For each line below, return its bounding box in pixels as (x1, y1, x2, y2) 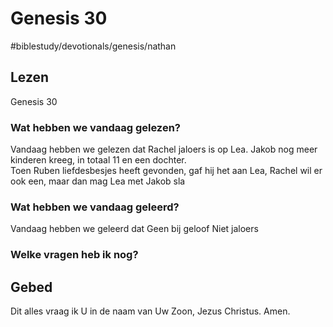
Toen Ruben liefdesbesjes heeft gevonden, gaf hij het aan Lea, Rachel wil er (10, 165, 323, 177)
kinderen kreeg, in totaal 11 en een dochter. (10, 154, 187, 166)
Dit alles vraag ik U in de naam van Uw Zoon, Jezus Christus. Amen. (10, 305, 291, 317)
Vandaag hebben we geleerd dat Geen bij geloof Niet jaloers (10, 223, 259, 235)
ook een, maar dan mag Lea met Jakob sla (10, 175, 186, 187)
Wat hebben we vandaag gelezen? (10, 120, 181, 134)
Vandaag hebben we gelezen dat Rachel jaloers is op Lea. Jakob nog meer (10, 143, 318, 156)
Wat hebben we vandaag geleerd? (10, 200, 180, 214)
